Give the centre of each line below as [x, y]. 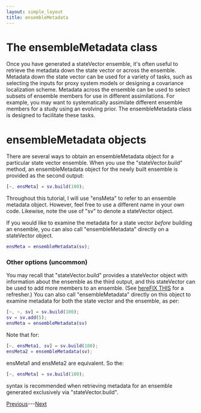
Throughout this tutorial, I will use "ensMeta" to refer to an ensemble [91, 198]
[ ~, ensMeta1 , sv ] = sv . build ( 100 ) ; [52, 346]
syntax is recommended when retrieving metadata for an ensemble [89, 386]
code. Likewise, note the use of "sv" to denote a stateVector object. [90, 211]
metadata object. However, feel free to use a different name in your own [95, 205]
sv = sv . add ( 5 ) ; [26, 318]
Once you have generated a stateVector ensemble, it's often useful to [92, 64]
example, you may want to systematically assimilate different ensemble [94, 103]
